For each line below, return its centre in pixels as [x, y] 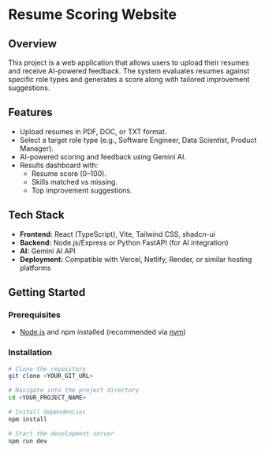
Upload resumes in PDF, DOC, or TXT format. [93, 131]
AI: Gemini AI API [48, 251]
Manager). [36, 148]
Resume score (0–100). [69, 173]
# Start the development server [61, 433]
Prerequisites [34, 315]
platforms [35, 268]
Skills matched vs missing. [75, 182]
